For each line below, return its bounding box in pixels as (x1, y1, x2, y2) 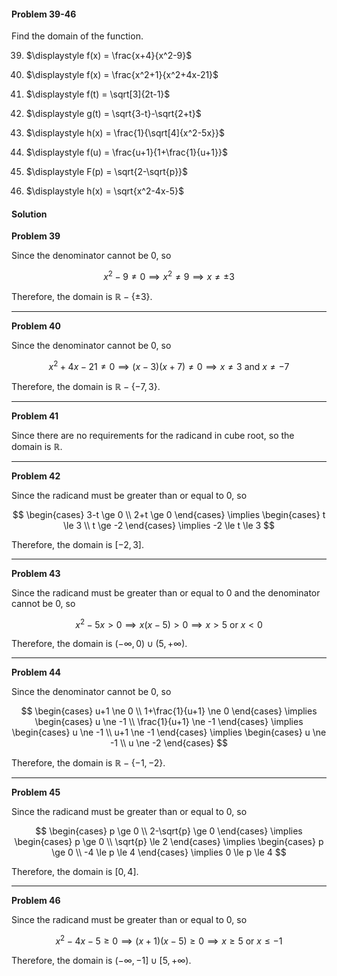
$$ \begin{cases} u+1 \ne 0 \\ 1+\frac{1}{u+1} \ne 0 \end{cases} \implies (20, 705, 318, 717)
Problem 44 (11, 666, 62, 679)
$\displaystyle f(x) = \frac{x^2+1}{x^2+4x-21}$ (25, 69, 219, 81)
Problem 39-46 (11, 8, 77, 20)
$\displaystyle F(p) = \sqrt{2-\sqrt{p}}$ (25, 166, 189, 178)
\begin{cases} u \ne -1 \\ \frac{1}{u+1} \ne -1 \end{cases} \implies (34, 716, 304, 728)
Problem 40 (11, 320, 61, 332)
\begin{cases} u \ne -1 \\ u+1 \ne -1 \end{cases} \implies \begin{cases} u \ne (11, 726, 327, 739)
